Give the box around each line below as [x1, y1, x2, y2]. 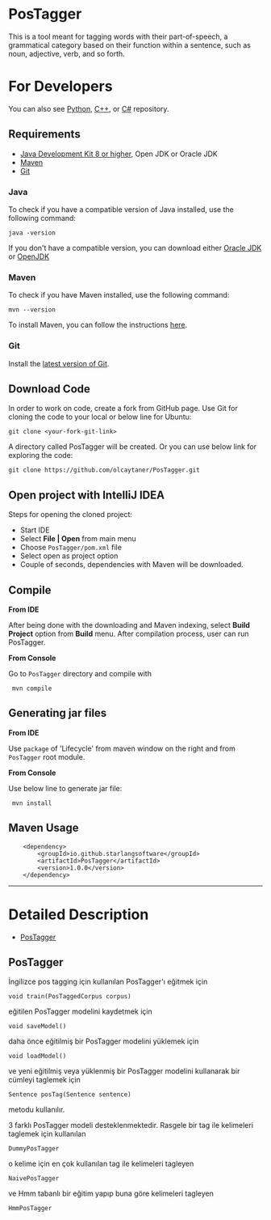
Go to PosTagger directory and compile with [8, 669, 152, 679]
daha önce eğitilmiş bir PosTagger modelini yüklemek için [8, 1036, 199, 1046]
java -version [8, 228, 56, 237]
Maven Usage [8, 821, 79, 835]
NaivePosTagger [8, 1175, 60, 1183]
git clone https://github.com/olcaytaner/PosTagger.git [8, 466, 200, 474]
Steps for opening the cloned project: [8, 510, 133, 519]
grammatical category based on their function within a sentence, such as [8, 40, 252, 49]
